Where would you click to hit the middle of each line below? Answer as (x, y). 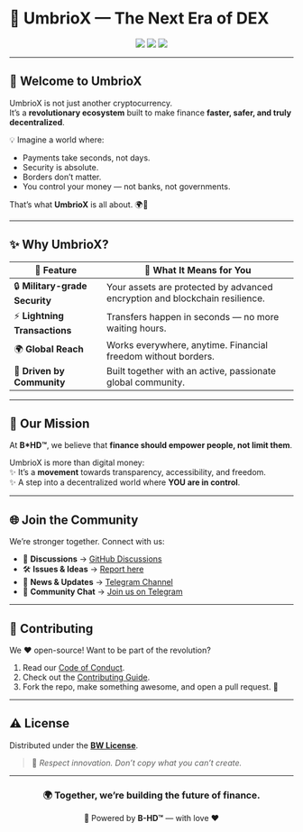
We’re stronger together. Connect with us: (87, 542)
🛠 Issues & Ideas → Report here (83, 569)
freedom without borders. (161, 356)
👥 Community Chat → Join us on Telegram (102, 592)
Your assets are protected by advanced (190, 288)
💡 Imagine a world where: (57, 140)
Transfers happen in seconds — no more (193, 317)
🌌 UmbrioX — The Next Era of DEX (139, 18)
